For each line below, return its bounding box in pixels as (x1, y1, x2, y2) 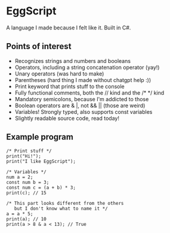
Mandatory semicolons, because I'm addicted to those (14, 95, 149, 102)
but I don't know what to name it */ (14, 205, 109, 211)
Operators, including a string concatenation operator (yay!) (14, 63, 160, 71)
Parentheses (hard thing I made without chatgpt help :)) (14, 76, 152, 83)
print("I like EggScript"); (6, 158, 76, 164)
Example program (6, 132, 73, 142)
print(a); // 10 (6, 216, 47, 222)
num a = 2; (6, 174, 33, 180)
